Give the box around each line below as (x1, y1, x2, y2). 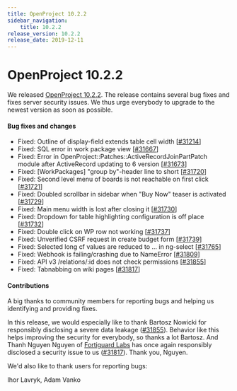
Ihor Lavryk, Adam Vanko (7, 375, 81, 384)
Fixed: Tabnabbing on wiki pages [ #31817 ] (17, 265, 141, 274)
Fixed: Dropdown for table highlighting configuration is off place (17, 213, 204, 221)
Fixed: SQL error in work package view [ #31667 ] (17, 145, 159, 153)
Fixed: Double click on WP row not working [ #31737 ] (17, 228, 171, 236)
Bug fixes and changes (7, 122, 76, 130)
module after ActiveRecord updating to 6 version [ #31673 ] (17, 160, 187, 168)
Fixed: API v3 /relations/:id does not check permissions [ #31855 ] (17, 257, 207, 266)
